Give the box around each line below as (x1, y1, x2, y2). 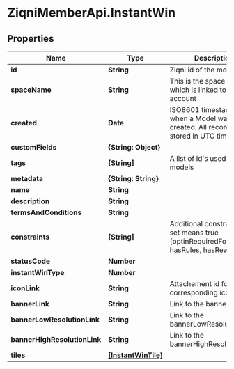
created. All (169, 123, 208, 132)
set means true (169, 228, 219, 237)
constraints (10, 232, 50, 242)
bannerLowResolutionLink (10, 315, 100, 324)
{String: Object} (107, 143, 161, 152)
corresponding (169, 288, 218, 297)
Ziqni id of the (169, 65, 215, 74)
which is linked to (169, 85, 226, 95)
